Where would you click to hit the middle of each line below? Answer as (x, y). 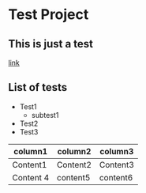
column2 (74, 151)
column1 (31, 151)
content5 (73, 177)
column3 (117, 151)
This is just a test (51, 44)
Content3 (116, 165)
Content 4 (31, 177)
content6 (116, 177)
